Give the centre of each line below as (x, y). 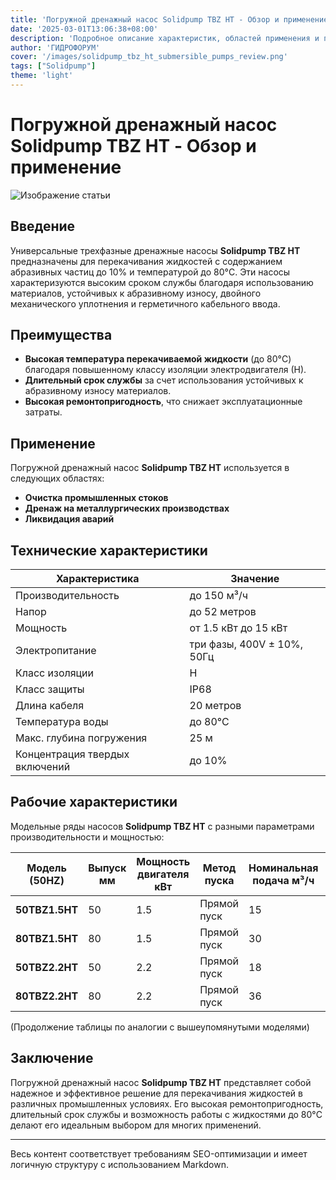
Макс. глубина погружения (81, 738)
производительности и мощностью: (87, 837)
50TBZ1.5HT (47, 909)
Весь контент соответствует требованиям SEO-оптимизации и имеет (159, 1153)
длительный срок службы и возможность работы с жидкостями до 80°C (166, 1114)
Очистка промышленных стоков (96, 498)
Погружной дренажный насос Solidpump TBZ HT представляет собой (161, 1082)
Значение (255, 579)
